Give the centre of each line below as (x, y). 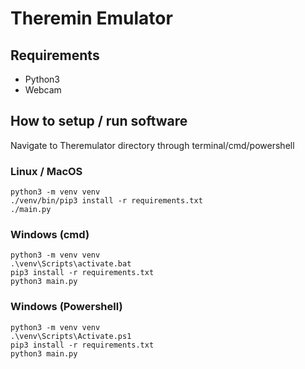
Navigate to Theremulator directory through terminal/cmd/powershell (152, 145)
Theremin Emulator (91, 18)
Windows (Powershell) (66, 307)
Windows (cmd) (50, 235)
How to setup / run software (99, 121)
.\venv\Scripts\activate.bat (71, 264)
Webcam (43, 90)
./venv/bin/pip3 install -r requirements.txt (106, 201)
